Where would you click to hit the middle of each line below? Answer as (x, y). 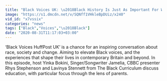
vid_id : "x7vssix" (24, 19)
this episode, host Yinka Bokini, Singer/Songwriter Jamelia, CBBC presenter (83, 63)
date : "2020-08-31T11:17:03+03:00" (42, 33)
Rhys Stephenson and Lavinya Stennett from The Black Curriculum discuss (82, 68)
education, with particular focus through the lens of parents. (67, 73)
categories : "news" (25, 24)
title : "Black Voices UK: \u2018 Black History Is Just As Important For (82, 10)
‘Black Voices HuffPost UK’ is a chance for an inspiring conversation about (82, 47)
